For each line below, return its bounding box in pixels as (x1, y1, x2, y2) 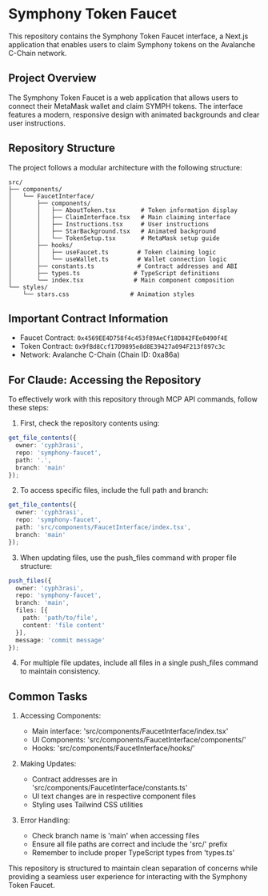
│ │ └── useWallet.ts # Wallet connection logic (8, 255, 227, 263)
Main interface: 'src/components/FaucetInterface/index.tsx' (31, 726, 229, 736)
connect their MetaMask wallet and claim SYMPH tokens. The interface (8, 101, 243, 110)
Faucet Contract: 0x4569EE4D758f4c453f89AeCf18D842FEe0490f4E (19, 333, 228, 342)
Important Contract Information (8, 311, 169, 325)
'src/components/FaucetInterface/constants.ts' (31, 783, 188, 793)
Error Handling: (19, 815, 70, 825)
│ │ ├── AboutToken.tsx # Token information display (8, 206, 238, 214)
